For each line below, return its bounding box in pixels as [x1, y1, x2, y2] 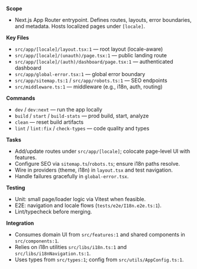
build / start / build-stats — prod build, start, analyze [14, 112, 149, 119]
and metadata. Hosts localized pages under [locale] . [14, 23, 146, 29]
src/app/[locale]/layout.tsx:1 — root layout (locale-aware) [14, 45, 163, 53]
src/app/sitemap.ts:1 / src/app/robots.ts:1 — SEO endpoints [14, 77, 167, 84]
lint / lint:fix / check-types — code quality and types [14, 125, 150, 132]
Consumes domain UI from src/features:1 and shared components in [14, 231, 185, 238]
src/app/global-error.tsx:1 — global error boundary [14, 71, 146, 77]
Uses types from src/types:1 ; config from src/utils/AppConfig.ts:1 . [14, 256, 185, 263]
